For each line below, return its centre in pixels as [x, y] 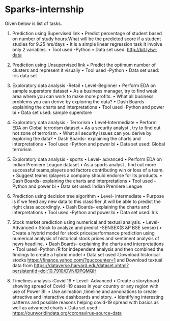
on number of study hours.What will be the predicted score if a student [87, 39]
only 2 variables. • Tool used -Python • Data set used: [69, 49]
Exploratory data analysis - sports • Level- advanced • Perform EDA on [87, 159]
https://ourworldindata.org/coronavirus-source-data [67, 313]
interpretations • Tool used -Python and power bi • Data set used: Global [89, 144]
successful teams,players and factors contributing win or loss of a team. [88, 170]
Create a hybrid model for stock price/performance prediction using [83, 233]
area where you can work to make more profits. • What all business [83, 96]
